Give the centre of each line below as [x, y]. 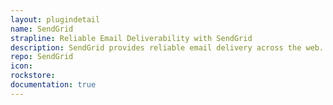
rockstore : [33, 76]
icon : [21, 66]
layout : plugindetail [55, 19]
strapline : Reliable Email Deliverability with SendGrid [131, 38]
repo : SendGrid [42, 57]
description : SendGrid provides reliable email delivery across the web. [167, 47]
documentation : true [53, 85]
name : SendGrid [42, 29]
